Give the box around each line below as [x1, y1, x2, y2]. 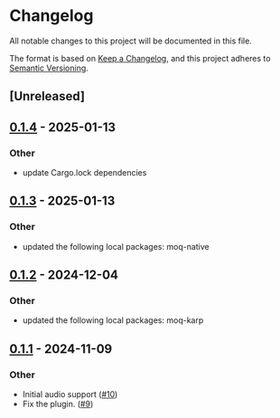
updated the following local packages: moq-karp [22, 315, 204, 326]
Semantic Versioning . [9, 62, 89, 73]
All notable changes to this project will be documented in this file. [9, 35, 253, 46]
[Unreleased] [9, 89, 86, 104]
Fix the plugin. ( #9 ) [22, 399, 94, 410]
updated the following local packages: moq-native [22, 241, 210, 252]
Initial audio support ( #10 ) [22, 389, 118, 400]
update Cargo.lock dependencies [22, 167, 147, 178]
